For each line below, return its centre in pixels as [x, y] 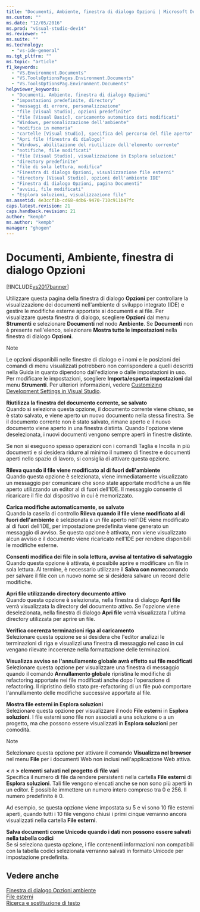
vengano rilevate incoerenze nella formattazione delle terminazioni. [89, 649]
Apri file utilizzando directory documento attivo [66, 593]
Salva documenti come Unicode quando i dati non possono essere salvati [99, 831]
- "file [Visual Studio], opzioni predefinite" [72, 112]
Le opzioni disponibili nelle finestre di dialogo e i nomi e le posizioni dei [93, 359]
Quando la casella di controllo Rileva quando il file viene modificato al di [96, 513]
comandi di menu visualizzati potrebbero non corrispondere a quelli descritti [100, 366]
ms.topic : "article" [32, 61]
